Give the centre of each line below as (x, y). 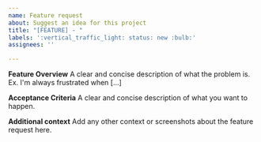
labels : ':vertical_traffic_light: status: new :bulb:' (102, 37)
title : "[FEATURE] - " (45, 30)
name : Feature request (45, 15)
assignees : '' (32, 45)
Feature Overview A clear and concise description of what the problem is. (129, 74)
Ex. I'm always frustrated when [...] (65, 83)
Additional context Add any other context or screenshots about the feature (131, 121)
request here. (30, 130)
